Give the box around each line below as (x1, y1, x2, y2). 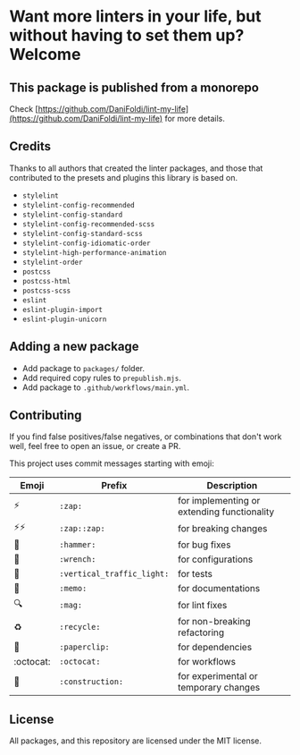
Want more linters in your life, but (9, 6, 262, 27)
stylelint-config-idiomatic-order (21, 239, 151, 248)
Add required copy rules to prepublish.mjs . (21, 372, 181, 383)
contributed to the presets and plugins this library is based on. (9, 172, 238, 182)
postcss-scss (21, 286, 71, 295)
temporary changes (177, 682, 261, 694)
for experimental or (177, 670, 259, 683)
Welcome (9, 45, 81, 64)
